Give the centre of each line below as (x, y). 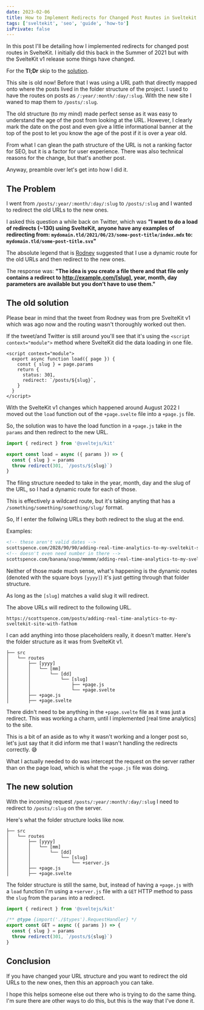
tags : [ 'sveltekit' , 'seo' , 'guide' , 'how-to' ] (68, 23)
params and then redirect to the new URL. (57, 432)
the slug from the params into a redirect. (56, 898)
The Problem (31, 189)
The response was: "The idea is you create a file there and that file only (97, 271)
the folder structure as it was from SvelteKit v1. (65, 642)
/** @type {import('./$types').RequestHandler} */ (72, 920)
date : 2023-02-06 (28, 12)
